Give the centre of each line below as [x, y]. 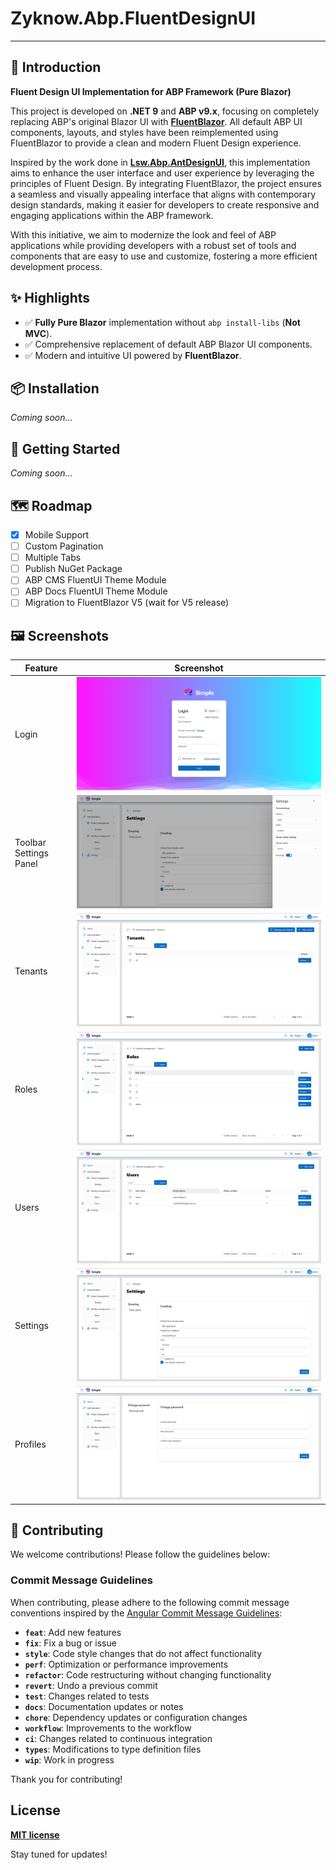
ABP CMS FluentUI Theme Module [95, 580]
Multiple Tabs [53, 558]
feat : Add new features [73, 1632]
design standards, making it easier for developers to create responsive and [165, 204]
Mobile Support [57, 535]
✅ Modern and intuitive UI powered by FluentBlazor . [133, 355]
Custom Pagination [64, 546]
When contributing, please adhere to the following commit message [150, 1602]
